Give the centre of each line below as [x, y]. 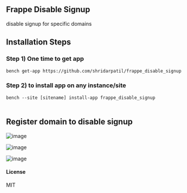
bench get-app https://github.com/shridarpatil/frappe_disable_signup [94, 71]
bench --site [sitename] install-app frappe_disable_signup [81, 98]
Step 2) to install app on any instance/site [66, 85]
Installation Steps [39, 42]
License [16, 172]
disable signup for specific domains [49, 23]
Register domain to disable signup [70, 122]
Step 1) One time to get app [45, 59]
